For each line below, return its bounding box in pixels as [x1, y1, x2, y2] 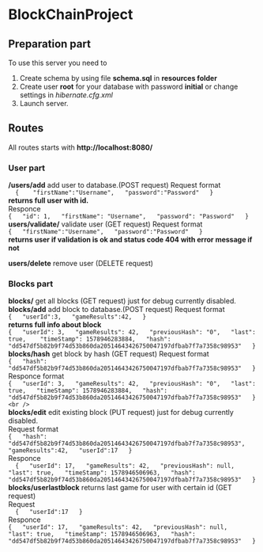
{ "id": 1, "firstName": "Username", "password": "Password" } [8, 212, 249, 221]
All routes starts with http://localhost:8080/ [8, 143, 153, 152]
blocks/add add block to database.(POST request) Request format [8, 305, 225, 314]
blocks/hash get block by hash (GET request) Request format [8, 349, 209, 359]
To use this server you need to [8, 58, 107, 67]
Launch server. [19, 99, 69, 108]
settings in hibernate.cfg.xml [19, 90, 113, 100]
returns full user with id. [8, 196, 89, 205]
